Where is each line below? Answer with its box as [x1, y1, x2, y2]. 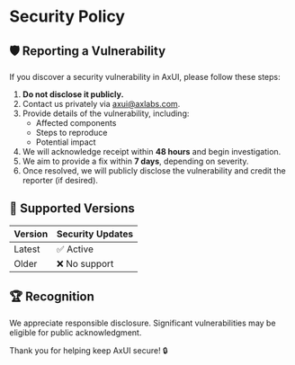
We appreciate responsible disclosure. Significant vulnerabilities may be [9, 317, 276, 328]
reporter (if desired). [22, 175, 99, 185]
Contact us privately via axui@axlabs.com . [22, 99, 181, 109]
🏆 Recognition [9, 289, 94, 305]
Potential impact [35, 137, 96, 147]
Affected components [35, 118, 117, 128]
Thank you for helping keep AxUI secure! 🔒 [9, 344, 168, 356]
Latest [13, 243, 40, 255]
